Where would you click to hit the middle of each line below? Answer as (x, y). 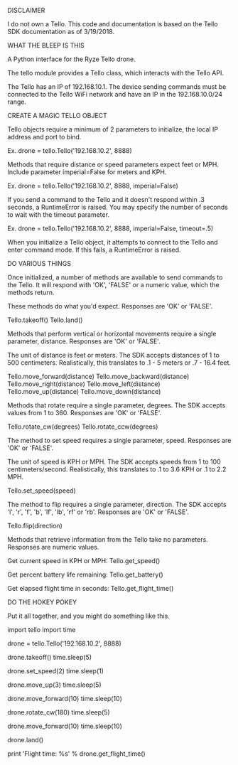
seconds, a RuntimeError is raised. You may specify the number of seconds (118, 207)
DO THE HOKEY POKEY (42, 602)
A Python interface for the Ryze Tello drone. (72, 59)
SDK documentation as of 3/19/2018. (61, 32)
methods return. (31, 292)
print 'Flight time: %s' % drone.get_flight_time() (76, 754)
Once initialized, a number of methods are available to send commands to (115, 277)
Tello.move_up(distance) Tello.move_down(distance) (84, 391)
